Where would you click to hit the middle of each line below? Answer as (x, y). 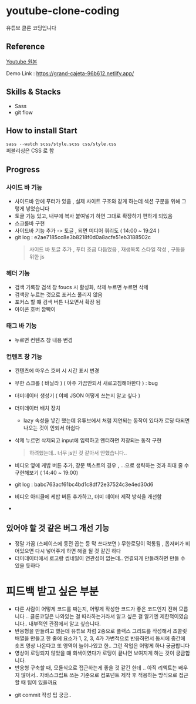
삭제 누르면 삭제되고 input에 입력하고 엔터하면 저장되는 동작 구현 (88, 440)
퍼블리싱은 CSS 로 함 (30, 150)
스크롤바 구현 (30, 223)
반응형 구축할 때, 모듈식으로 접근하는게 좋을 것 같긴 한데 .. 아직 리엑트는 (96, 668)
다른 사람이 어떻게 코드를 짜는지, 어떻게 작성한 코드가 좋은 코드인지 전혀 (96, 609)
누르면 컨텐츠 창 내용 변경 (44, 340)
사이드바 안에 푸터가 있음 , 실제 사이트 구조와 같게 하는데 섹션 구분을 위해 (97, 202)
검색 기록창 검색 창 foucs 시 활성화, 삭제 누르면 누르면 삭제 (81, 287)
